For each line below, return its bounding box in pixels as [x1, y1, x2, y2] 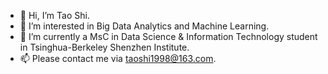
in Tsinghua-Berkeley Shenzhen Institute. [19, 41, 190, 53]
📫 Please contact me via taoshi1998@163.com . [19, 53, 217, 64]
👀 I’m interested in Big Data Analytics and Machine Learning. [19, 20, 270, 32]
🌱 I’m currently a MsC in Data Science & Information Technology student [19, 31, 318, 42]
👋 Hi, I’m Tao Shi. [19, 10, 90, 21]
